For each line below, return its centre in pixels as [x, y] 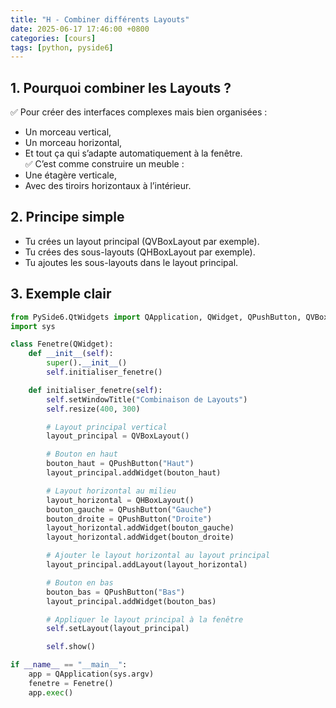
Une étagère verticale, [70, 175]
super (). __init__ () [87, 363]
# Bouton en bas [80, 582]
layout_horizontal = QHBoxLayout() [120, 500]
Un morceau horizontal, [73, 143]
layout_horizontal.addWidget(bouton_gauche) [140, 528]
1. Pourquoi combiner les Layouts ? [121, 87]
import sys [33, 326]
